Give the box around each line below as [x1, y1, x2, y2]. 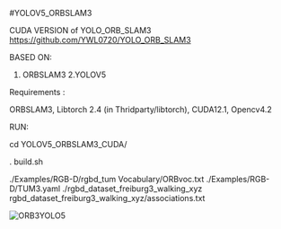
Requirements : [9, 87, 66, 97]
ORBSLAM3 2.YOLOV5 [22, 69, 107, 80]
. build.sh [9, 156, 43, 167]
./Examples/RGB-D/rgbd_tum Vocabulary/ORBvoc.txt [9, 174, 205, 184]
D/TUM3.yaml [9, 183, 61, 194]
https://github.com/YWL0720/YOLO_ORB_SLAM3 [9, 35, 191, 45]
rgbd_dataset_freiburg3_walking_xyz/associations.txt [9, 193, 206, 203]
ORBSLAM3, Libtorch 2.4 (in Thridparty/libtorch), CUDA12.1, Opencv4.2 [9, 104, 272, 115]
